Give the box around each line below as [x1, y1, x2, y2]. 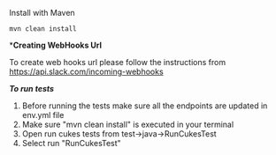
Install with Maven [9, 8, 75, 18]
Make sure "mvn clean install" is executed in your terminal [21, 119, 234, 129]
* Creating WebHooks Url [9, 40, 102, 50]
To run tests [9, 84, 55, 93]
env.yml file [21, 110, 65, 120]
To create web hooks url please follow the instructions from [9, 57, 226, 67]
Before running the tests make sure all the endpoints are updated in [21, 100, 268, 111]
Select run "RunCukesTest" [21, 138, 121, 148]
